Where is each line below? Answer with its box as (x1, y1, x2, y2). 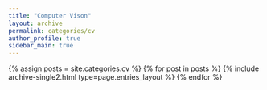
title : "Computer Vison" (8, 11, 92, 20)
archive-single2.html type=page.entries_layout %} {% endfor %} (8, 72, 223, 82)
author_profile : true (8, 34, 81, 43)
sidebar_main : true (8, 42, 74, 50)
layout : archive (8, 19, 63, 27)
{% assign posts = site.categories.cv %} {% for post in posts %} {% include (8, 63, 260, 73)
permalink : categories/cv (8, 27, 95, 35)
